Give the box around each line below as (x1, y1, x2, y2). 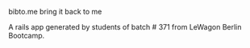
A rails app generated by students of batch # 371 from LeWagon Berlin (8, 22, 242, 31)
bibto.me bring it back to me (8, 7, 102, 16)
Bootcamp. (8, 31, 45, 40)
